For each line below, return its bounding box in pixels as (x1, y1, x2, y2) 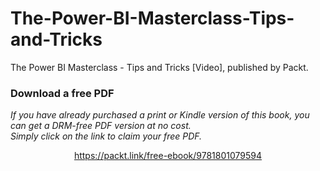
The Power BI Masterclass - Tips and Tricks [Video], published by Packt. (10, 61, 309, 73)
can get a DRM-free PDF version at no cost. (10, 120, 192, 132)
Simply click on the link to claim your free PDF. (10, 130, 203, 142)
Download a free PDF (10, 86, 115, 100)
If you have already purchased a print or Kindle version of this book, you (10, 109, 310, 121)
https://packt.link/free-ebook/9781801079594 (73, 150, 263, 162)
